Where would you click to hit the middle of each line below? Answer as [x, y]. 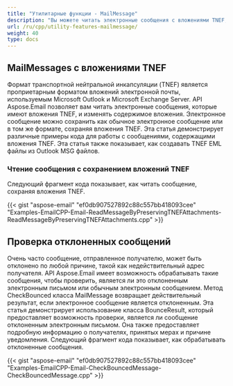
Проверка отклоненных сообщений [89, 242]
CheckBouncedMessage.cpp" [50, 376]
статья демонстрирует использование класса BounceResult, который [110, 310]
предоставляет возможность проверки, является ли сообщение [103, 318]
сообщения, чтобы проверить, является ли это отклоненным [98, 281]
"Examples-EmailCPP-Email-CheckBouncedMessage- [84, 368]
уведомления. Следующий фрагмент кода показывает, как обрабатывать [116, 340]
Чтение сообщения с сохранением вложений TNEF [98, 169]
